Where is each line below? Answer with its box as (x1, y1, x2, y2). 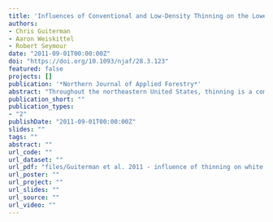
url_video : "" (8, 201, 57, 209)
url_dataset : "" (8, 155, 63, 163)
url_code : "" (8, 148, 53, 156)
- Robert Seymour (8, 42, 67, 50)
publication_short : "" (8, 95, 85, 103)
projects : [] (8, 72, 53, 81)
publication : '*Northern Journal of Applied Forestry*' (8, 80, 201, 88)
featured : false (8, 65, 63, 73)
